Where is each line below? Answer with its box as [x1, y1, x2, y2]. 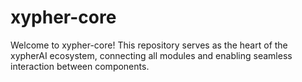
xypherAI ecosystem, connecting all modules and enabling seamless [10, 49, 293, 61]
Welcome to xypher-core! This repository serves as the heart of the [10, 39, 288, 51]
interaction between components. [10, 60, 150, 72]
